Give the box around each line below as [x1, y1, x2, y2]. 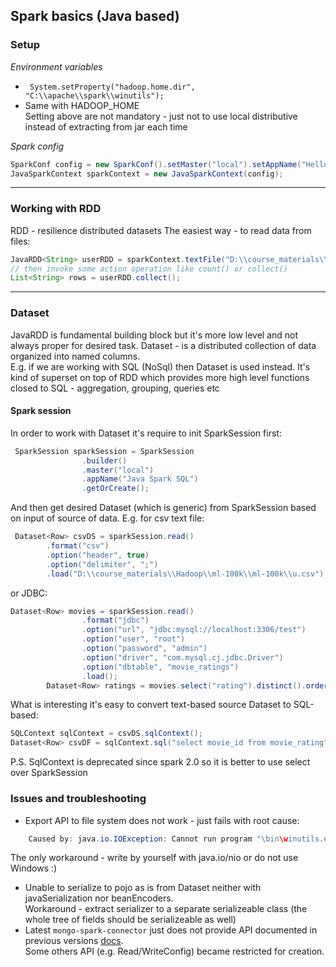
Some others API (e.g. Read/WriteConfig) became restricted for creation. [24, 945, 325, 958]
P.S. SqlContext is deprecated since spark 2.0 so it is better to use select [10, 756, 311, 768]
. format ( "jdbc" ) [81, 615, 150, 626]
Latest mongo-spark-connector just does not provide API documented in [24, 924, 318, 936]
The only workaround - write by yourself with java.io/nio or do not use [10, 852, 299, 864]
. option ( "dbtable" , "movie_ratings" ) [81, 662, 240, 672]
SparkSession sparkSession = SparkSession [14, 446, 195, 456]
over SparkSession [10, 767, 88, 779]
